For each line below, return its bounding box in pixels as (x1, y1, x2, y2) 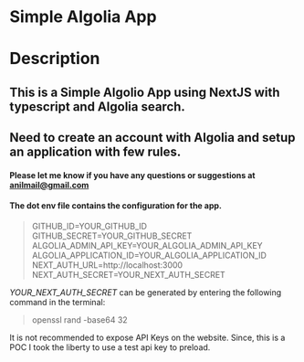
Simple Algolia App (9, 6, 157, 27)
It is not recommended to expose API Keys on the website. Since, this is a (9, 332, 286, 343)
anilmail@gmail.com (9, 179, 89, 190)
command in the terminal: (9, 296, 106, 307)
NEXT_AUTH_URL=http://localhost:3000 (31, 259, 183, 271)
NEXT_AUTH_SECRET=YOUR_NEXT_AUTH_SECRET (31, 269, 225, 280)
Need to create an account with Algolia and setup (9, 130, 296, 145)
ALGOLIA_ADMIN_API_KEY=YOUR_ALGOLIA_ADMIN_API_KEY (31, 240, 263, 250)
